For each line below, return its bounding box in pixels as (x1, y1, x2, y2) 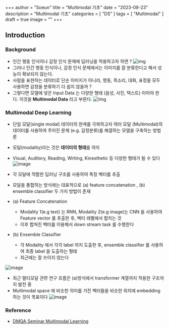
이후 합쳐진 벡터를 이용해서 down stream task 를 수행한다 (20, 221, 134, 227)
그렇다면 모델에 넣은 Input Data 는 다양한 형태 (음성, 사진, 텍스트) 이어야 (12, 90, 154, 96)
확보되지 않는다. (22, 71, 53, 77)
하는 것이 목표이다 (12, 294, 48, 300)
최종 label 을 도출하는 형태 (25, 248, 77, 254)
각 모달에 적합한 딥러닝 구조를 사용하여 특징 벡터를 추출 (12, 171, 121, 177)
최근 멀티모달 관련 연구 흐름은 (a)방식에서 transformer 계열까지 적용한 (12, 275, 151, 281)
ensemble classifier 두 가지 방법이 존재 (12, 188, 91, 194)
